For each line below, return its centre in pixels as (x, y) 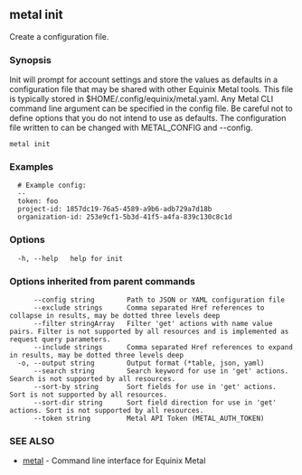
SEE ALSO (32, 441)
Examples (32, 167)
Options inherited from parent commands (103, 281)
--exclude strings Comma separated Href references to (149, 308)
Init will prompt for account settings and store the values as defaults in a (144, 79)
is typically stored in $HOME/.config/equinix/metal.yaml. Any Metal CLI (142, 99)
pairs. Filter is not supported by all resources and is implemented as (149, 331)
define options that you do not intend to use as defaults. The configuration (148, 118)
